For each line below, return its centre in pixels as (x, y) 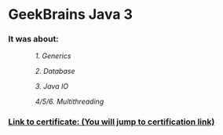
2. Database (55, 71)
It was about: (33, 39)
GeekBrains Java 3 (71, 15)
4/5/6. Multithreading (69, 102)
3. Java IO (52, 86)
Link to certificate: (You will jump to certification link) (111, 122)
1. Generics (53, 56)
